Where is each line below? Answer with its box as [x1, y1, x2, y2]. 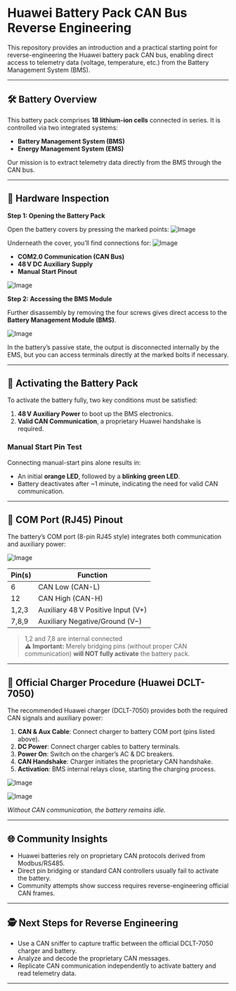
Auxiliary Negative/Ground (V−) [38, 616, 142, 626]
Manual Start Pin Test [7, 442, 82, 452]
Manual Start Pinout [17, 267, 77, 275]
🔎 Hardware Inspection [7, 192, 110, 205]
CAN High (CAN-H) [38, 594, 103, 604]
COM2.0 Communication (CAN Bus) [17, 252, 125, 261]
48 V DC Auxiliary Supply [17, 259, 93, 268]
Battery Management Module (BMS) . [7, 316, 117, 324]
